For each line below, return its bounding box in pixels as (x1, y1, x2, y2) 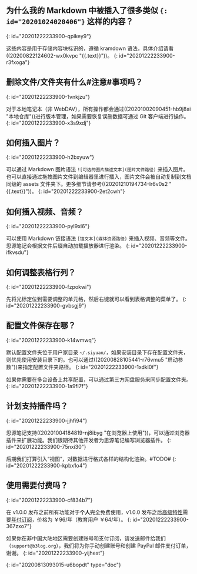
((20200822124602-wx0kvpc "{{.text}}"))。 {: (6, 52, 118, 59)
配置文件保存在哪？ (6, 321, 76, 331)
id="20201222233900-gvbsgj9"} (6, 302, 87, 309)
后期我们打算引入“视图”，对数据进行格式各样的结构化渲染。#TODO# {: (6, 455, 176, 462)
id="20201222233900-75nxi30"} (6, 443, 86, 450)
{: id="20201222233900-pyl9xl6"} (6, 223, 90, 230)
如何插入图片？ (6, 138, 61, 148)
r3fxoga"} (6, 58, 30, 66)
